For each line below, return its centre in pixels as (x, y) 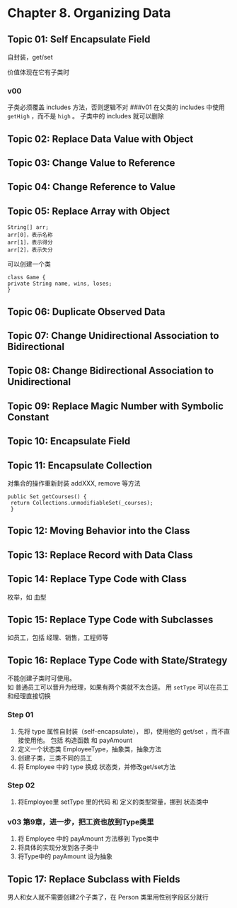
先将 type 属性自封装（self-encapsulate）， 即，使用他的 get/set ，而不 (121, 731)
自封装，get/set (30, 57)
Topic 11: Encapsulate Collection (80, 465)
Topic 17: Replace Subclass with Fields (94, 879)
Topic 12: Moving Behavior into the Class (99, 531)
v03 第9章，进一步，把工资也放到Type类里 (81, 822)
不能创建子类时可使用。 (41, 678)
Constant (28, 417)
